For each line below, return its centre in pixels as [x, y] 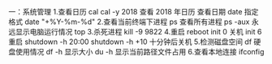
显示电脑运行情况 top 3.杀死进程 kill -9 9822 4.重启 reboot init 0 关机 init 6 [138, 32]
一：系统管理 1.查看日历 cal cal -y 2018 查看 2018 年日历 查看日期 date [125, 12]
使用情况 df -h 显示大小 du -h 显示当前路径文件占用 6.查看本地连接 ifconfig [140, 52]
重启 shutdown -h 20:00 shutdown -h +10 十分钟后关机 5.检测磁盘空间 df [130, 42]
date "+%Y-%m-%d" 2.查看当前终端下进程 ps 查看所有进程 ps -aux [137, 22]
